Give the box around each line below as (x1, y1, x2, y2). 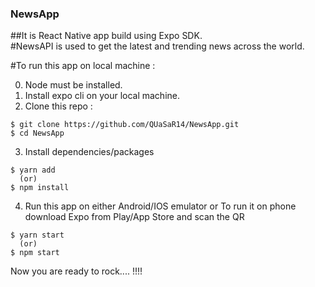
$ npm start (10, 248, 60, 258)
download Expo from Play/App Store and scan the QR (24, 211, 245, 223)
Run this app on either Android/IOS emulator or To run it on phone (24, 200, 297, 212)
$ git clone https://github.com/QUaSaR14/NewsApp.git (10, 120, 240, 130)
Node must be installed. (24, 79, 123, 91)
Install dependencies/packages (24, 146, 155, 158)
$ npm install (10, 183, 70, 193)
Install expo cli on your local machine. (24, 90, 181, 102)
